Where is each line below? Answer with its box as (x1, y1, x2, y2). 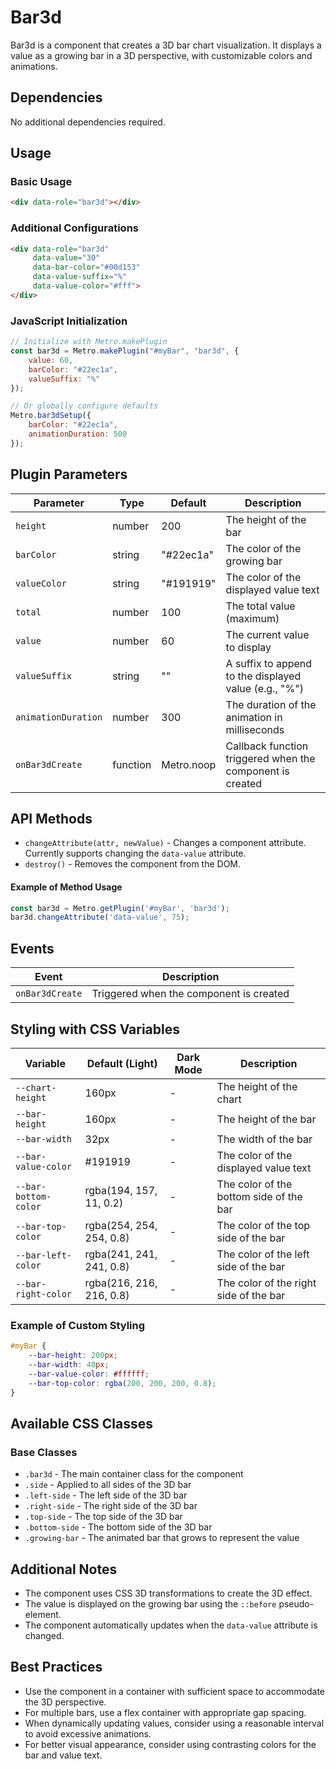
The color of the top (216, 1218, 311, 1232)
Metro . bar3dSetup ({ (10, 411, 92, 421)
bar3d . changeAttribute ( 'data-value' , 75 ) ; (10, 912, 190, 923)
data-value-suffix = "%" (32, 272, 128, 282)
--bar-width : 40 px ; (28, 1360, 110, 1370)
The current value (225, 627, 310, 641)
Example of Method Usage (10, 881, 123, 893)
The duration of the (225, 697, 317, 711)
